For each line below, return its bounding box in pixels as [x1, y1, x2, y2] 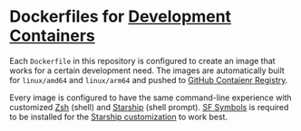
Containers [9, 25, 95, 46]
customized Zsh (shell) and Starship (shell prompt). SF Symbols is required [9, 101, 289, 112]
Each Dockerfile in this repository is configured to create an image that [9, 55, 276, 66]
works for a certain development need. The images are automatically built [9, 65, 286, 76]
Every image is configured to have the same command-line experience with [9, 92, 292, 103]
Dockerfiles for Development [9, 6, 232, 27]
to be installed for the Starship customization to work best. [9, 111, 228, 122]
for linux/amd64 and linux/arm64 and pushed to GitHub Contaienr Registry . [9, 74, 288, 85]
